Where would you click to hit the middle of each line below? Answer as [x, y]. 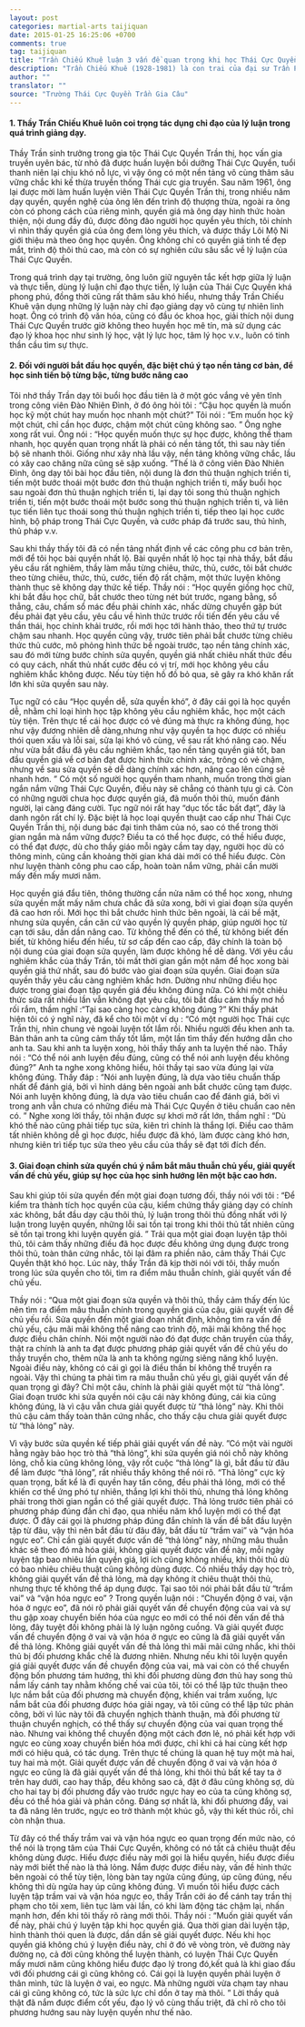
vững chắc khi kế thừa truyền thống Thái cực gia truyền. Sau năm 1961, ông [151, 182]
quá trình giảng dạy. [48, 133]
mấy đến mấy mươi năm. [55, 876]
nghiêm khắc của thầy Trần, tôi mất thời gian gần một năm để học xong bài [149, 960]
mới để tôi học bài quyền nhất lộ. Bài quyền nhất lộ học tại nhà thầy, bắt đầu [151, 558]
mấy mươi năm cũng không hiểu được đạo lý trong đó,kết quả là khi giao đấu [152, 1964]
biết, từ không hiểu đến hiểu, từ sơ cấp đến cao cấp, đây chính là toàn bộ [146, 941]
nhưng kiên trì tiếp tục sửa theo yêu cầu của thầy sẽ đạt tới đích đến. [138, 1144]
